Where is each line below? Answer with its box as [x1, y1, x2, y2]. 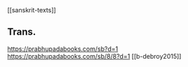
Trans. [7, 26, 36, 38]
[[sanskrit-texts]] [7, 6, 56, 14]
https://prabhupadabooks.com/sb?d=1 [7, 45, 119, 53]
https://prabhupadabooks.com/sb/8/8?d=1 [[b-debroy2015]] [7, 52, 182, 60]
